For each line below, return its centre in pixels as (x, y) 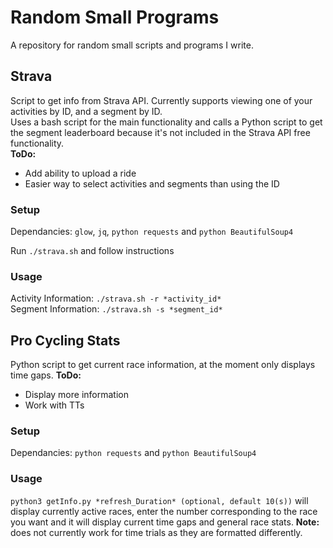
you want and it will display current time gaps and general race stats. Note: (165, 522)
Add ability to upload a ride (80, 173)
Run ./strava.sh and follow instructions (92, 251)
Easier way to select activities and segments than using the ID (152, 183)
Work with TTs (54, 405)
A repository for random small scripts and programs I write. (132, 45)
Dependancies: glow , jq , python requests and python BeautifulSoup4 (152, 232)
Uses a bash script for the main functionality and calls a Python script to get (166, 122)
